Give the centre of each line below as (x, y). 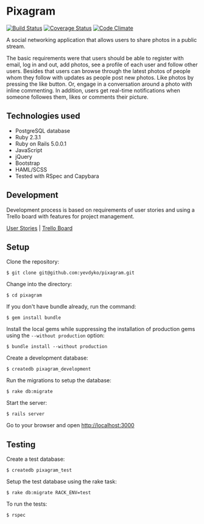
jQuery (23, 156)
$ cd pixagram (24, 295)
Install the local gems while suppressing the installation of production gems (101, 329)
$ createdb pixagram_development (49, 369)
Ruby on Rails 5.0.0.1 (41, 144)
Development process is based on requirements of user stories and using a (100, 210)
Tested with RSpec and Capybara (57, 176)
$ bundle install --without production (57, 347)
